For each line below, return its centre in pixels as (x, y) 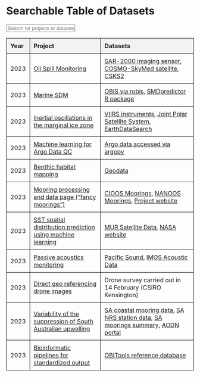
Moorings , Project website (141, 201)
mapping (46, 174)
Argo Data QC (53, 151)
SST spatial (49, 220)
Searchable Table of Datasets (80, 11)
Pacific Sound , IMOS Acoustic (146, 257)
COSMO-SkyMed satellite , (142, 68)
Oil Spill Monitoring (60, 68)
